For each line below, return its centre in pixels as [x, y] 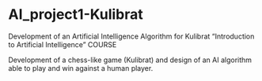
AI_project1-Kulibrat [76, 15]
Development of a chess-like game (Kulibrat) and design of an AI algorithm [130, 60]
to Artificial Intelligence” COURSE [63, 44]
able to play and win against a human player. [81, 68]
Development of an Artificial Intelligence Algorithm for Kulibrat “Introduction [131, 36]
